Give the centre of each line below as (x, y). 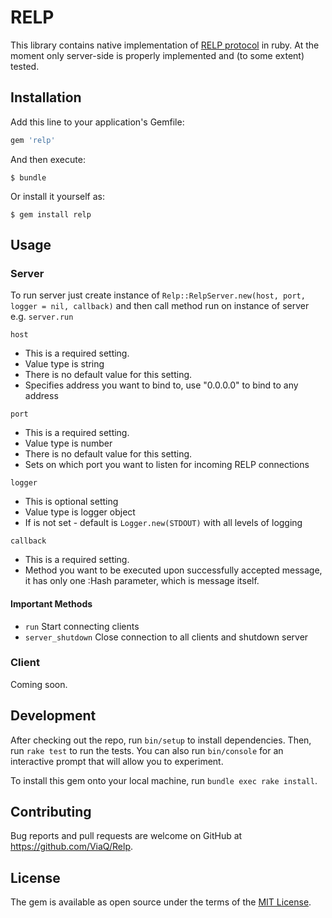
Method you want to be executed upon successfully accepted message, (173, 570)
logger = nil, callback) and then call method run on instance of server (160, 306)
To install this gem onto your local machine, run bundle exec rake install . (164, 780)
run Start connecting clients (82, 626)
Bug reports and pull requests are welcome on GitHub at (126, 836)
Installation (46, 97)
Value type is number (68, 443)
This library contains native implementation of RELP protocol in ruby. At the (165, 45)
